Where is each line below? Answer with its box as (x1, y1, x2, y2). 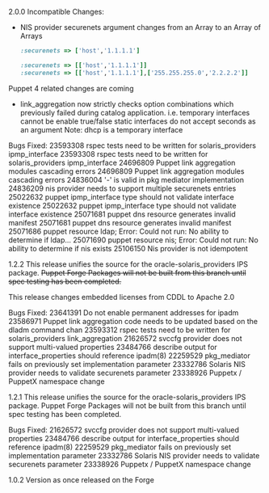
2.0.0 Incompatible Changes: (8, 7, 105, 16)
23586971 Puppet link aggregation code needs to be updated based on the (8, 316, 258, 326)
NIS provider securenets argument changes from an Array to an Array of (19, 23, 261, 32)
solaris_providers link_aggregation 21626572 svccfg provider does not (8, 333, 242, 343)
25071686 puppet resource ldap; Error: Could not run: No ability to (8, 226, 229, 236)
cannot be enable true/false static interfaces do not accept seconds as (19, 116, 256, 126)
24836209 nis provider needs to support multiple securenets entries (8, 183, 237, 193)
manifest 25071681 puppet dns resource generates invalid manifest (8, 217, 232, 227)
